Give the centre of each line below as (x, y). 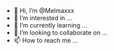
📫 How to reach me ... (46, 40)
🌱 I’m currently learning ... (50, 25)
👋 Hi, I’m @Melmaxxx (44, 11)
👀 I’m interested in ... (43, 18)
